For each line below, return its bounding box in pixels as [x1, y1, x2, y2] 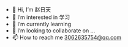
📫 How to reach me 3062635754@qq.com [12, 34, 122, 41]
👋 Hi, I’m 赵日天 [12, 6, 51, 13]
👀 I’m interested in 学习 [12, 13, 70, 21]
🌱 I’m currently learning [12, 21, 72, 27]
